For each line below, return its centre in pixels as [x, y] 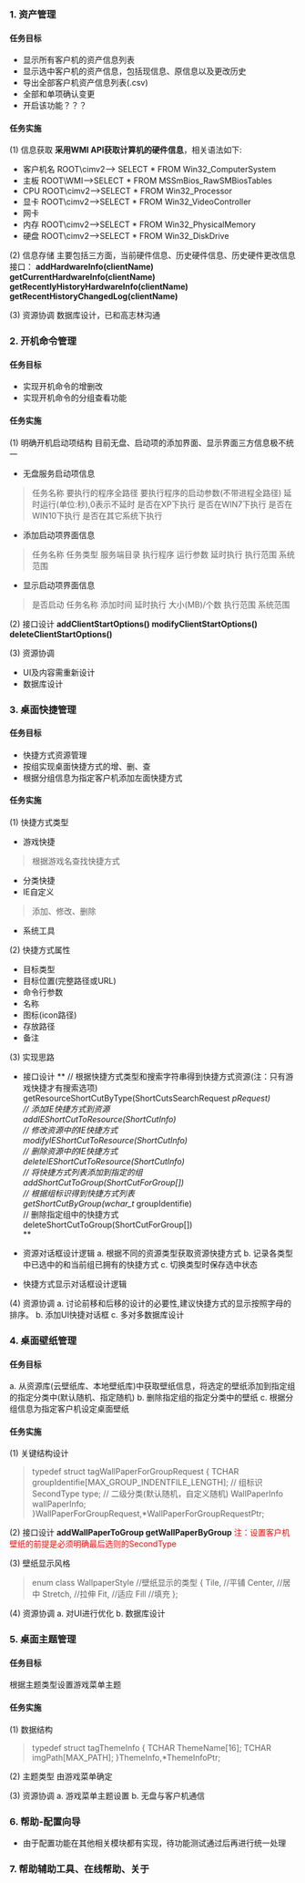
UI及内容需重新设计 [59, 672]
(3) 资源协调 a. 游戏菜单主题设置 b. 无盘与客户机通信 [107, 1795]
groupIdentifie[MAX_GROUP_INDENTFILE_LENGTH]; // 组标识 [147, 1483]
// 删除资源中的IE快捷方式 [70, 1151]
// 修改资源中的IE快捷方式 [70, 1130]
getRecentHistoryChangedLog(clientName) [94, 296]
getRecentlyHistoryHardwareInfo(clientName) [99, 287]
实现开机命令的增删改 [62, 387]
